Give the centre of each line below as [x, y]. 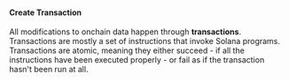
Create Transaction [46, 12]
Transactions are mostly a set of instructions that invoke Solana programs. [145, 41]
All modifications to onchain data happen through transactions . [125, 32]
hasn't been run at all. [49, 70]
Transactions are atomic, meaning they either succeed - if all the [127, 51]
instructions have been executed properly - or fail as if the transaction [137, 60]
